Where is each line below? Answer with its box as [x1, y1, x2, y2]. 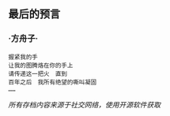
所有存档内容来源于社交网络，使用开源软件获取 [8, 99, 161, 109]
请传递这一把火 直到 [8, 69, 67, 77]
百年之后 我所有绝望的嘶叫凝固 [8, 78, 97, 86]
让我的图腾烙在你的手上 [8, 62, 74, 69]
